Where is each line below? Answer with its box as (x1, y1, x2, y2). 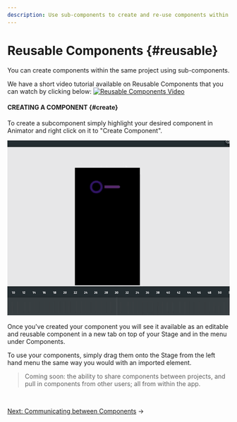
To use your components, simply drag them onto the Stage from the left (7, 351, 216, 359)
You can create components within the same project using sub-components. (7, 66, 230, 74)
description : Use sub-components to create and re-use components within (7, 11, 229, 18)
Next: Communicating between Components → (7, 407, 145, 415)
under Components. (7, 337, 66, 345)
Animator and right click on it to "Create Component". (7, 126, 163, 135)
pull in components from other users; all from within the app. (24, 379, 201, 387)
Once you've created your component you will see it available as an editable (7, 322, 229, 330)
